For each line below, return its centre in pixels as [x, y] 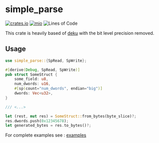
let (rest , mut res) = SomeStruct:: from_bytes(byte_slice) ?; [71, 116]
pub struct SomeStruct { [31, 74]
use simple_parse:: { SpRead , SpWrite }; [46, 61]
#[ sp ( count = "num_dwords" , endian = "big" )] [58, 89]
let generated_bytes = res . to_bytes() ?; [48, 126]
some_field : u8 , [32, 79]
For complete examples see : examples [46, 135]
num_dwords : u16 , [33, 84]
